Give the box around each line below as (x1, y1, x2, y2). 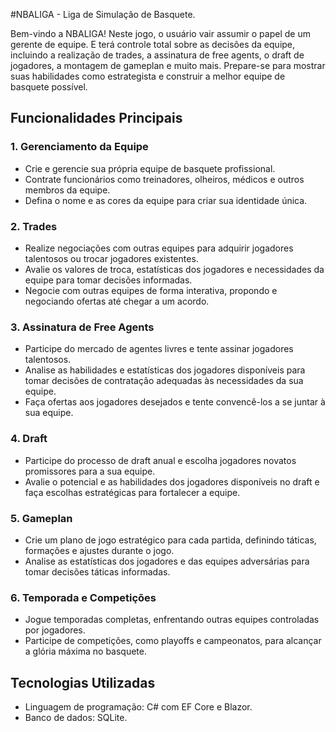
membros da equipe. (24, 184, 111, 196)
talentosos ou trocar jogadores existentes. (24, 252, 199, 264)
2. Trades (10, 219, 58, 233)
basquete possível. (10, 81, 88, 93)
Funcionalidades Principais (10, 110, 183, 127)
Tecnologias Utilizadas (10, 674, 156, 691)
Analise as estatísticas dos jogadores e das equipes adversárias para (24, 555, 310, 567)
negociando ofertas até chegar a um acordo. (24, 295, 210, 307)
